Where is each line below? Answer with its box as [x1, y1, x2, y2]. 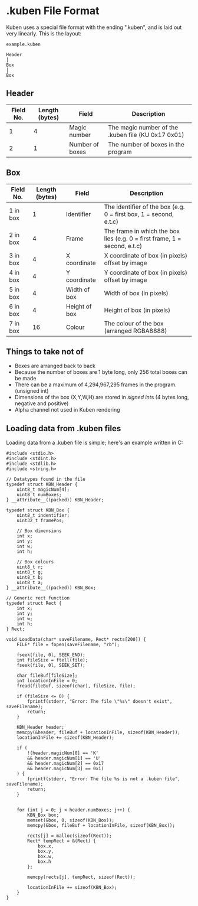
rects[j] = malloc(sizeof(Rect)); [27, 833, 112, 839]
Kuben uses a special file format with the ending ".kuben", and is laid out [6, 24, 182, 31]
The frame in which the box [104, 227, 180, 235]
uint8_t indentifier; [16, 513, 70, 519]
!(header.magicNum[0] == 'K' [27, 750, 99, 757]
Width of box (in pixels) [104, 289, 169, 297]
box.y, [37, 849, 54, 855]
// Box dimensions [16, 528, 62, 534]
